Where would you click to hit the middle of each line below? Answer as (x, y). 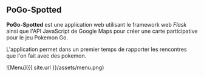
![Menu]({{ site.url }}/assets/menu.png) (55, 67)
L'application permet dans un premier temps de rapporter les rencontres (97, 49)
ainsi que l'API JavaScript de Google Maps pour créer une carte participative (102, 31)
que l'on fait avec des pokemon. (46, 55)
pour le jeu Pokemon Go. (37, 37)
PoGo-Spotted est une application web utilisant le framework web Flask (97, 24)
